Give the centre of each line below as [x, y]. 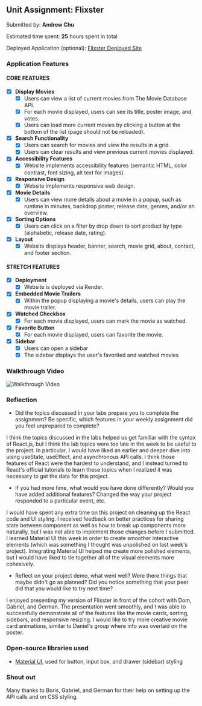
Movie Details [33, 193]
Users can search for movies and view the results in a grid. [97, 145]
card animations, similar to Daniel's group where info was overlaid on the [96, 626]
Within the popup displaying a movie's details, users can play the [105, 301]
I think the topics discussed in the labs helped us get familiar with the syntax [101, 438]
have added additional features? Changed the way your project [93, 494]
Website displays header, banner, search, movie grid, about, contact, [109, 246]
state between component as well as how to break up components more [96, 526]
